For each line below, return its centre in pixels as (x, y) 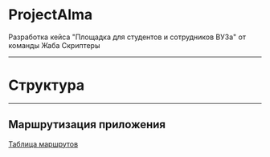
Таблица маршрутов (43, 144)
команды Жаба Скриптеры (54, 45)
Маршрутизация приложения (87, 125)
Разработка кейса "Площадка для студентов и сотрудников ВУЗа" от (127, 37)
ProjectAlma (51, 15)
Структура (47, 85)
